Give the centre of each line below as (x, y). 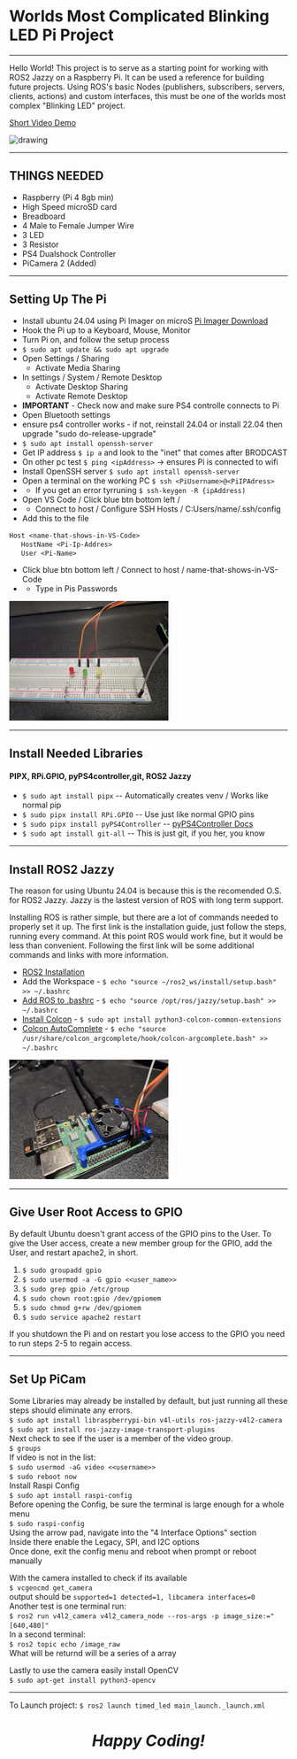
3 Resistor (40, 244)
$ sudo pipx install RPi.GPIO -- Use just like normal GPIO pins (138, 814)
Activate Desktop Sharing (81, 386)
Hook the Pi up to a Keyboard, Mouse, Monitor (107, 330)
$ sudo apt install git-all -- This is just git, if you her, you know (143, 833)
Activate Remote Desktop (81, 396)
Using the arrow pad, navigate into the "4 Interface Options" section (133, 1532)
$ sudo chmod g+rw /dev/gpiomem (81, 1308)
